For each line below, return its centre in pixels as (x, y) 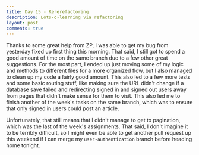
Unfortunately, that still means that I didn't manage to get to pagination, (93, 120)
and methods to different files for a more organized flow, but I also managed (99, 71)
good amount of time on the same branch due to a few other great (87, 58)
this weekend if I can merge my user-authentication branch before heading (99, 139)
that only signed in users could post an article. (63, 108)
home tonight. (23, 145)
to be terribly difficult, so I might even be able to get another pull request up (99, 133)
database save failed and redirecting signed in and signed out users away (97, 89)
